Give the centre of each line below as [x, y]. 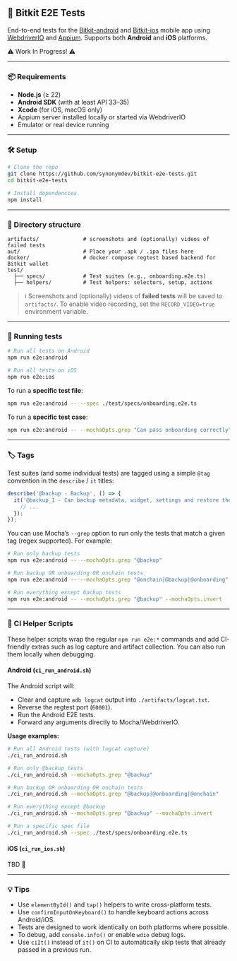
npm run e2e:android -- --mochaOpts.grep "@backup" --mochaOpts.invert [115, 599]
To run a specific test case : [48, 417]
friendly [19, 647]
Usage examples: [34, 736]
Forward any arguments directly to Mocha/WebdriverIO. [98, 722]
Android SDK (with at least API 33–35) [73, 102]
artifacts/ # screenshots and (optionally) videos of [109, 240]
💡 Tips [19, 889]
